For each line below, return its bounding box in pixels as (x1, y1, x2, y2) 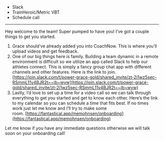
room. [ (12, 111, 27, 116)
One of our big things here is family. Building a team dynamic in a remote (12, 54, 159, 59)
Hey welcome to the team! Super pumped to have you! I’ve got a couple (5, 29, 149, 34)
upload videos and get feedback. (12, 48, 79, 54)
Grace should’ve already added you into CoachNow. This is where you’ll (12, 43, 157, 49)
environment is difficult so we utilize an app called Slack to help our (12, 59, 148, 64)
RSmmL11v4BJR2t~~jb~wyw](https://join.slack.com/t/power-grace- (12, 80, 149, 85)
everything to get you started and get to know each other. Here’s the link (12, 95, 158, 101)
